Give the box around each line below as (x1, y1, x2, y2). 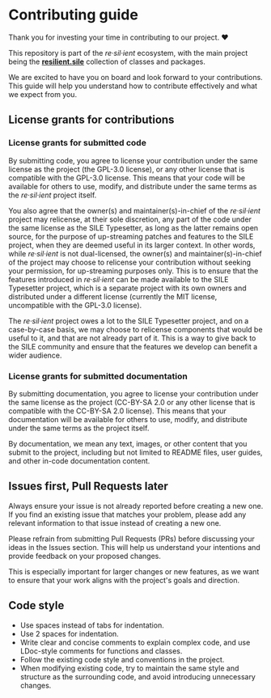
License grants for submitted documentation (8, 370, 188, 382)
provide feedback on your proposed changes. (8, 551, 162, 561)
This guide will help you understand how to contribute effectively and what (8, 81, 257, 91)
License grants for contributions (8, 113, 175, 127)
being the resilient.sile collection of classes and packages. (8, 57, 206, 66)
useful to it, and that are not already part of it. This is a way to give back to (8, 333, 256, 343)
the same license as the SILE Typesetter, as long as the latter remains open (8, 222, 259, 232)
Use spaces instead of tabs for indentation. (19, 620, 164, 630)
